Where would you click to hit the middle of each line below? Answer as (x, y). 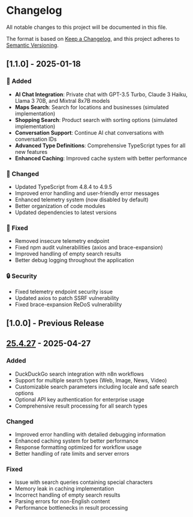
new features (31, 151)
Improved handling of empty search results (68, 254)
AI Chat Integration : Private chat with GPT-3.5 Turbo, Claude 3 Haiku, (101, 94)
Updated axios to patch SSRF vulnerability (67, 298)
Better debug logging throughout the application (74, 260)
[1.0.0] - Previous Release (55, 323)
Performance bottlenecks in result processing (71, 508)
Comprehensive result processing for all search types (81, 406)
